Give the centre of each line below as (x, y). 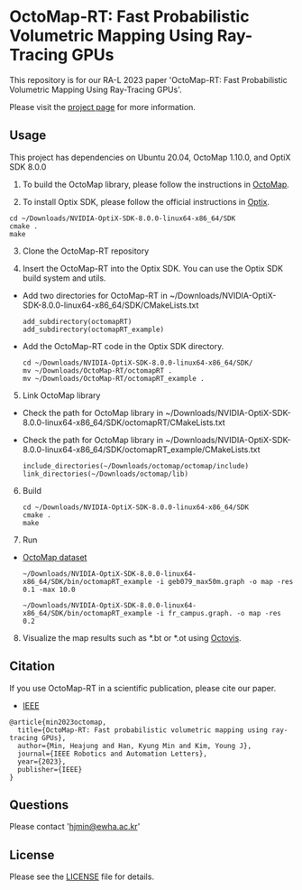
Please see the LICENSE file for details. (82, 876)
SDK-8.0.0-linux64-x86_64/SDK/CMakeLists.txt (110, 305)
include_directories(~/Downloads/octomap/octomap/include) (136, 466)
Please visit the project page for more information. (103, 107)
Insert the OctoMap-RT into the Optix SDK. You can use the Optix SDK (153, 268)
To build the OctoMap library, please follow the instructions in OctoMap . (156, 184)
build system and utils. (64, 278)
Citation (32, 667)
